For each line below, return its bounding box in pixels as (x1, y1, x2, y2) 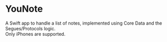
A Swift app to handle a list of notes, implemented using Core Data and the (5, 20, 162, 26)
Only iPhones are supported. (5, 31, 65, 37)
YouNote (5, 3, 43, 15)
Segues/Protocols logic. (5, 25, 56, 31)
